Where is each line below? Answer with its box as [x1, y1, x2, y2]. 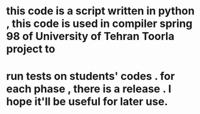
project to [6, 42, 56, 56]
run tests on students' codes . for [6, 70, 175, 83]
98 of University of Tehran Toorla [6, 30, 175, 43]
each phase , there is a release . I [6, 82, 172, 96]
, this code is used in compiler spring [6, 17, 193, 30]
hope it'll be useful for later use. [6, 95, 168, 109]
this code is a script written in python [6, 4, 195, 18]
